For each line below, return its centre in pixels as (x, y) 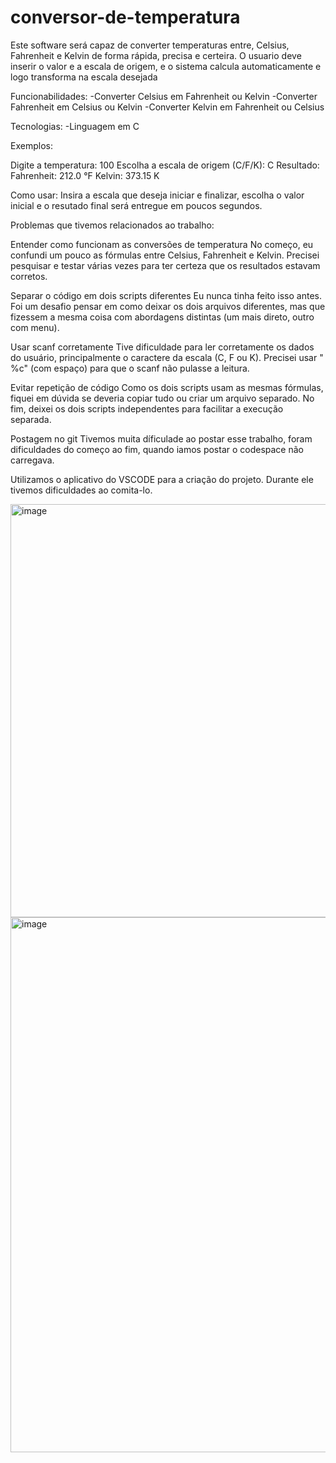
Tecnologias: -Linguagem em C (75, 126)
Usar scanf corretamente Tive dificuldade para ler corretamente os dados (162, 347)
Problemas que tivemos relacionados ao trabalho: (112, 225)
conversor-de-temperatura (125, 17)
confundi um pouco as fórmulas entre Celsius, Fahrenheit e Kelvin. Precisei (165, 255)
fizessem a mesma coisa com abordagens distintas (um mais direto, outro (162, 317)
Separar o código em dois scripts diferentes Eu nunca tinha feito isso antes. (166, 295)
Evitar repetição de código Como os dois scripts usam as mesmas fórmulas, (167, 387)
